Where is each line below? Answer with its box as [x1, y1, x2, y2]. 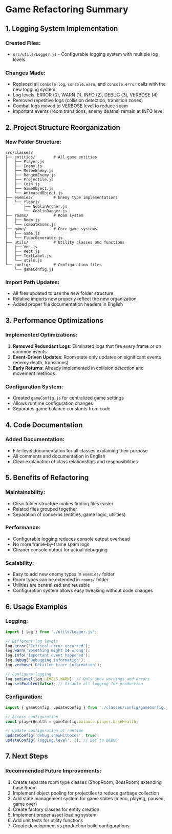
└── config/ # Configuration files [5, 262, 102, 267]
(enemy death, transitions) [12, 359, 69, 365]
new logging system [12, 86, 56, 93]
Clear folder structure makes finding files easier [12, 500, 114, 506]
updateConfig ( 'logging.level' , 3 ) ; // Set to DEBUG [5, 738, 118, 743]
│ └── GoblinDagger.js [5, 208, 68, 213]
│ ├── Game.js [5, 231, 40, 236]
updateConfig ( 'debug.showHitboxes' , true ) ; [5, 733, 100, 738]
